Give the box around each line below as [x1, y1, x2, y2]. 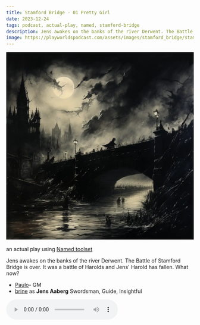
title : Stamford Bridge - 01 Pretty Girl [6, 10, 111, 15]
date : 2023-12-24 [6, 15, 49, 22]
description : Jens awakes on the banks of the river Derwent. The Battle [6, 29, 193, 35]
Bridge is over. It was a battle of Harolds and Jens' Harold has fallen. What [6, 264, 189, 271]
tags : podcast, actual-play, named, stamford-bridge [6, 22, 140, 28]
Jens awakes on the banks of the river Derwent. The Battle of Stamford [6, 257, 181, 264]
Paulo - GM [14, 282, 42, 289]
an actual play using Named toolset [6, 246, 93, 253]
